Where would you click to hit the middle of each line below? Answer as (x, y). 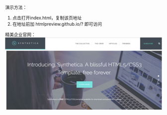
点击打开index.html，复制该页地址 (47, 18)
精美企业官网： (20, 34)
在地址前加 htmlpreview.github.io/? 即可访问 (57, 24)
